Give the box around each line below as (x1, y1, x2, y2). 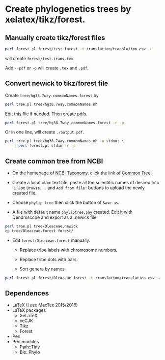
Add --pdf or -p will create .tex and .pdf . (5, 65, 89, 71)
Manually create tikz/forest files (5, 33, 106, 42)
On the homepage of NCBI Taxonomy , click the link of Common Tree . (12, 170, 152, 176)
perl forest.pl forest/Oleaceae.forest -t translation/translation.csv (5, 275, 155, 280)
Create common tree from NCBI (5, 157, 103, 165)
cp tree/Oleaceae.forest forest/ (5, 228, 74, 233)
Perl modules (12, 339, 39, 345)
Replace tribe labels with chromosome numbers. (19, 247, 118, 253)
